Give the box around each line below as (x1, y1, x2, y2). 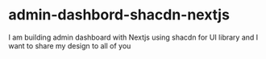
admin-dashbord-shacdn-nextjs (8, 6, 230, 24)
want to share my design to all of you (8, 40, 131, 50)
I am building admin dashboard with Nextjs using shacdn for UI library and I (8, 32, 259, 42)
